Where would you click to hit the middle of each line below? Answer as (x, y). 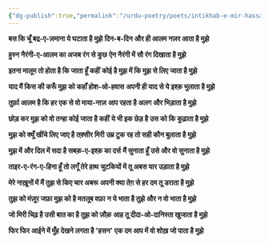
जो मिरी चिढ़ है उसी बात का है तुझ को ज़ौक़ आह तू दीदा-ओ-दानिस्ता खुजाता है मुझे (108, 214)
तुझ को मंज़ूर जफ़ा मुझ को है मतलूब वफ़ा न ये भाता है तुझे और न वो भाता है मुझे (102, 198)
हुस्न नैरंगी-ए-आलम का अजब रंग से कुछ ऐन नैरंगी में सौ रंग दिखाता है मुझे (97, 54)
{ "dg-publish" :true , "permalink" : (64, 16)
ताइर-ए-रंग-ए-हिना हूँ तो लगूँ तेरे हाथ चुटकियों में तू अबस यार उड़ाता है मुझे (99, 166)
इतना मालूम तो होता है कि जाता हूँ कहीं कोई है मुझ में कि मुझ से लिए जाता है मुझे (103, 70)
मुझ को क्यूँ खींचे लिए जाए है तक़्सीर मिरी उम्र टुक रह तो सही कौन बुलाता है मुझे (102, 134)
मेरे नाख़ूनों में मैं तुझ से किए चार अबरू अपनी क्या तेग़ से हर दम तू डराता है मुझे (101, 182)
